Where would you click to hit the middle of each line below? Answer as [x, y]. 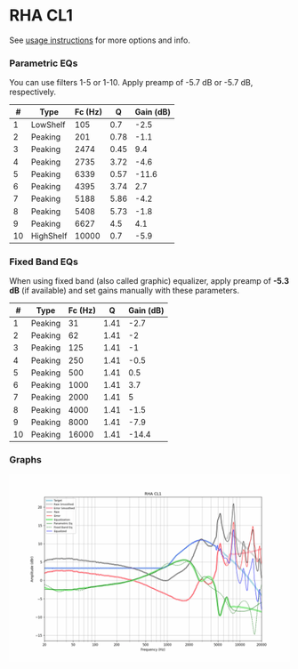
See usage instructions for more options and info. [100, 40]
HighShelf [49, 236]
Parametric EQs [44, 63]
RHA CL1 [41, 16]
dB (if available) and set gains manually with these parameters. [125, 291]
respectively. [32, 92]
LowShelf [48, 125]
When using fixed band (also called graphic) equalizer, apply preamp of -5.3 [149, 281]
